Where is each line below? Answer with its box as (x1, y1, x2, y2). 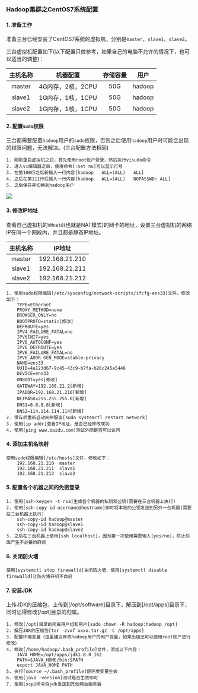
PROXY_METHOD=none (17, 307, 62, 313)
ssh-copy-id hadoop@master (17, 516, 84, 522)
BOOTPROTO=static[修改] (17, 318, 74, 324)
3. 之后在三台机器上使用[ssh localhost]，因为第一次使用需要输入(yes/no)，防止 (6, 533, 186, 539)
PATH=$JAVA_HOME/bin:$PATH (17, 657, 84, 663)
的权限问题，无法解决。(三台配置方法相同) (6, 144, 109, 151)
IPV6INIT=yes (17, 334, 49, 340)
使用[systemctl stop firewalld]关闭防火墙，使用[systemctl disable (6, 567, 167, 574)
